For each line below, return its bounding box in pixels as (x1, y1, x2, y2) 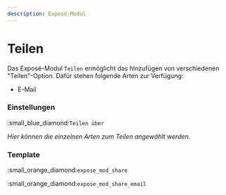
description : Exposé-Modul (7, 10, 86, 18)
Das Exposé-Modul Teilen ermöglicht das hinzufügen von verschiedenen (7, 64, 220, 73)
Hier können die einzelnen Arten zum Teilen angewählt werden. (7, 132, 191, 141)
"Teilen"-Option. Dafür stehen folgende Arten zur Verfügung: (7, 71, 184, 80)
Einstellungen (7, 103, 55, 113)
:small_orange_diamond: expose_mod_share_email (7, 180, 147, 188)
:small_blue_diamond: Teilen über (7, 118, 105, 127)
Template (7, 149, 41, 159)
